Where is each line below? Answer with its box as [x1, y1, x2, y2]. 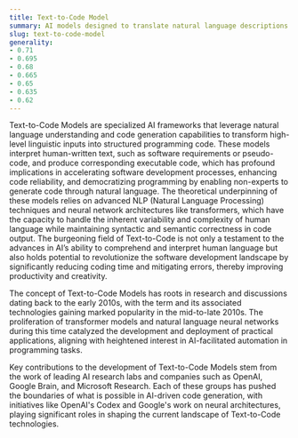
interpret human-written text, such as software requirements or [9, 148, 241, 159]
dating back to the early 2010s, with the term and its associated [9, 298, 242, 308]
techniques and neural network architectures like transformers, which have [9, 205, 285, 216]
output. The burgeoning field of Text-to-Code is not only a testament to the [9, 233, 285, 244]
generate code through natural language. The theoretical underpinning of [9, 186, 278, 196]
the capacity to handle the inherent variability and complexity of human [9, 214, 270, 225]
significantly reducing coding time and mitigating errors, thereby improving [9, 261, 284, 272]
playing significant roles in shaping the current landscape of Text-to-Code [9, 410, 281, 420]
